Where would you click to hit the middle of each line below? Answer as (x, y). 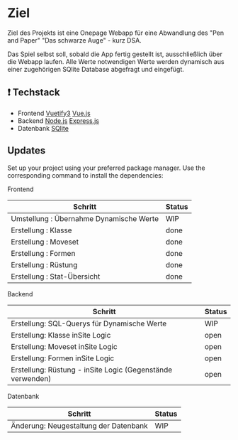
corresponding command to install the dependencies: (85, 175)
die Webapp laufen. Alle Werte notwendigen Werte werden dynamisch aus (116, 61)
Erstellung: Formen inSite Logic (63, 358)
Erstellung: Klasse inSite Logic (61, 335)
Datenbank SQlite (43, 128)
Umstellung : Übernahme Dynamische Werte (85, 218)
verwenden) (31, 378)
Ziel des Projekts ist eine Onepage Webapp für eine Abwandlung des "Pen (116, 33)
